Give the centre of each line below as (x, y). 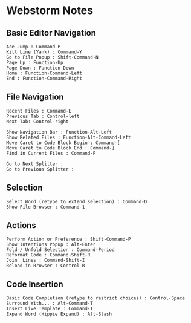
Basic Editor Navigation (51, 33)
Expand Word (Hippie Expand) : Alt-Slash (59, 314)
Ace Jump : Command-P (34, 47)
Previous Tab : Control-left (43, 116)
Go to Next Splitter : (35, 164)
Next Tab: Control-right (37, 122)
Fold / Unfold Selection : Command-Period (60, 250)
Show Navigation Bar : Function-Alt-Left (59, 132)
